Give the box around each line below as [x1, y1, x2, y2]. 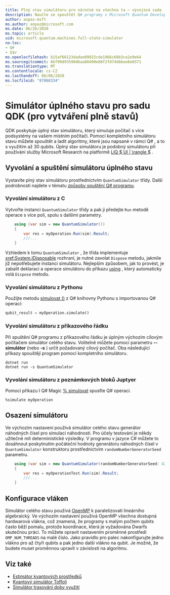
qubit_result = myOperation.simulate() [5, 310, 90, 315]
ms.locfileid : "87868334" [5, 78, 60, 83]
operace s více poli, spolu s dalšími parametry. [5, 212, 102, 218]
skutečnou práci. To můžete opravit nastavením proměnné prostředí [5, 529, 147, 535]
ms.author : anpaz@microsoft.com [5, 21, 73, 27]
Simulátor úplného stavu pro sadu [5, 100, 150, 111]
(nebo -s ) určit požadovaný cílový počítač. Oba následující [27, 345, 150, 351]
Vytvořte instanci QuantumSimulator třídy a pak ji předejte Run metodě [5, 206, 149, 213]
